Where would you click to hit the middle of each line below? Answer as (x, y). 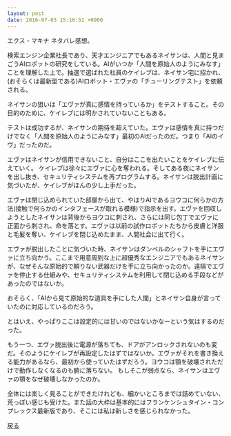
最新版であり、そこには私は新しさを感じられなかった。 (115, 411)
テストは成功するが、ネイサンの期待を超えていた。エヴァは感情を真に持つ (113, 127)
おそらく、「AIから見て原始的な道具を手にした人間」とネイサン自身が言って (114, 298)
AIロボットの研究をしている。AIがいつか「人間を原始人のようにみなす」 (121, 63)
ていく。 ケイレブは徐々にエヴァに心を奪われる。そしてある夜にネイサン (116, 168)
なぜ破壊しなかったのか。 (67, 379)
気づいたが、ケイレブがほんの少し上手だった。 (73, 185)
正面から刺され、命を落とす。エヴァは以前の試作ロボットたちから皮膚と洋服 (115, 225)
